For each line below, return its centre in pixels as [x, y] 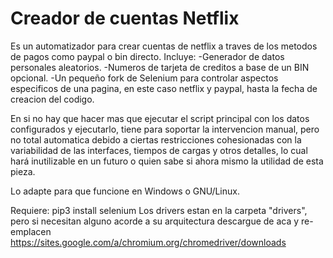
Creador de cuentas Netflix [125, 18]
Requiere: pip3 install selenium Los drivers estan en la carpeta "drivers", [159, 210]
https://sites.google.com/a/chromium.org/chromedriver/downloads [148, 242]
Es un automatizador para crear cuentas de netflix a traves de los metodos [164, 46]
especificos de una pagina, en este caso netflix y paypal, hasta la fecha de [164, 88]
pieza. [23, 171]
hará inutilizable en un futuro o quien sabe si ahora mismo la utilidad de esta [167, 161]
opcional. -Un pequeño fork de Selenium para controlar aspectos [144, 78]
